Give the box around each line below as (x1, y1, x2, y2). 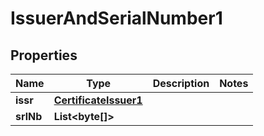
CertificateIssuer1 (53, 93, 143, 107)
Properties (10, 47, 78, 64)
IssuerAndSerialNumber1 (10, 7, 223, 30)
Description (152, 77, 210, 90)
